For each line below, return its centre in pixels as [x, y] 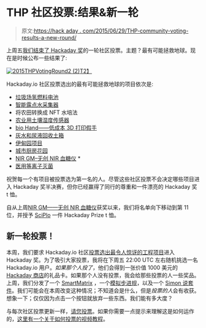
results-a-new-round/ [49, 37]
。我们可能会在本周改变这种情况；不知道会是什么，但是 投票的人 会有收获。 [106, 290]
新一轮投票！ [31, 236]
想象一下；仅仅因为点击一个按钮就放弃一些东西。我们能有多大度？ [90, 298]
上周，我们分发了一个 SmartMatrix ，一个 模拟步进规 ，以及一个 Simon [94, 283]
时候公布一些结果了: [42, 58]
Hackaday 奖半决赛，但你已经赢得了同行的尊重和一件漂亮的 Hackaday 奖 [105, 186]
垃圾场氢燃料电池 [37, 97]
